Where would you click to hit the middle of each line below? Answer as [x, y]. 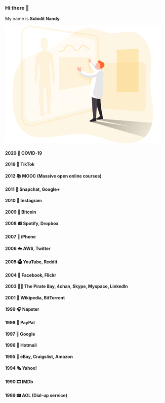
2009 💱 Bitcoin [21, 212]
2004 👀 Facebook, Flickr [31, 275]
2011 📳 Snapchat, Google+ [33, 189]
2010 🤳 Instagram [23, 201]
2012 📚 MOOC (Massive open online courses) [54, 176]
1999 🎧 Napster [22, 309]
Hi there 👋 [17, 8]
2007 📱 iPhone [21, 236]
